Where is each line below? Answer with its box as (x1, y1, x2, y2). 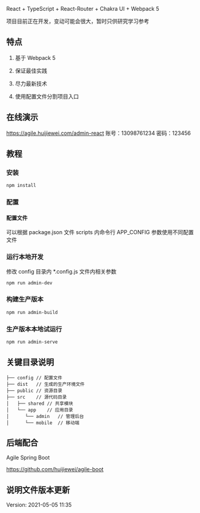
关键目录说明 (6, 357, 54, 368)
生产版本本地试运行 (6, 325, 62, 333)
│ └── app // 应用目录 (6, 407, 74, 413)
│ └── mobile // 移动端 (6, 420, 80, 426)
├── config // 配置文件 (6, 374, 62, 381)
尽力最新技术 (15, 80, 47, 87)
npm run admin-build (6, 309, 59, 315)
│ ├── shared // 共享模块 (6, 400, 74, 407)
